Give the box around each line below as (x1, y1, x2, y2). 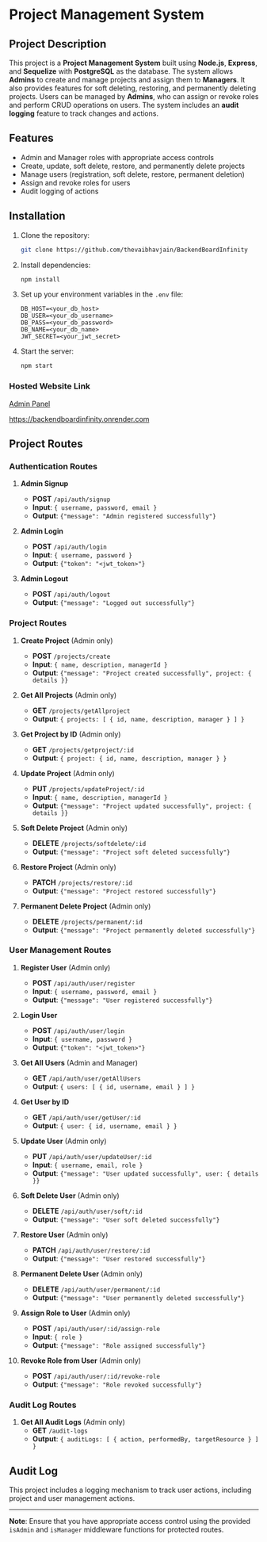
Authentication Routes (9, 461, 98, 472)
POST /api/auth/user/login (32, 1025, 125, 1035)
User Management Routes (9, 945, 112, 956)
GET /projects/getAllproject (32, 706, 131, 715)
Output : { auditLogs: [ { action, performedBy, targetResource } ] (32, 1434, 259, 1444)
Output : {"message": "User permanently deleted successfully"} (32, 1292, 245, 1302)
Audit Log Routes (9, 1399, 78, 1410)
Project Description (9, 37, 107, 51)
